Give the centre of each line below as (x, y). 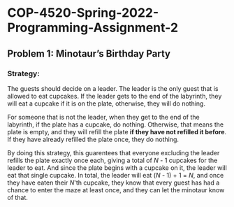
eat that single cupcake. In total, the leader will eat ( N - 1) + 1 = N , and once (116, 175)
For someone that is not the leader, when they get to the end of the (104, 117)
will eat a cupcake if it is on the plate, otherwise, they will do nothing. (107, 103)
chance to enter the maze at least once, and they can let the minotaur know (116, 190)
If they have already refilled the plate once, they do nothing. (93, 139)
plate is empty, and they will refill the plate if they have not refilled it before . (117, 131)
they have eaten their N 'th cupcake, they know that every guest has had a (114, 183)
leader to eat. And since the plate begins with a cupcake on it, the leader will (117, 167)
